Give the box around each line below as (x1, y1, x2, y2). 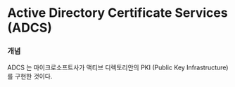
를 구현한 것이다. (7, 72, 53, 81)
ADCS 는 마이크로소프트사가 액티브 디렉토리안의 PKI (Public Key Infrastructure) (7, 63, 229, 72)
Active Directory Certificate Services (7, 5, 228, 21)
